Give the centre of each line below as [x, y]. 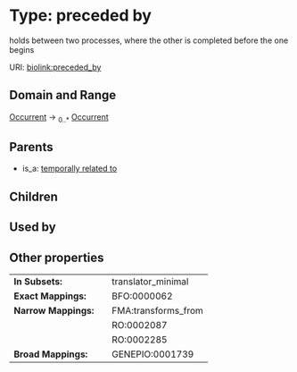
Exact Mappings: [50, 296]
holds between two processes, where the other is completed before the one [149, 40]
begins [22, 49]
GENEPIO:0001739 [153, 354]
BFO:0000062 [142, 296]
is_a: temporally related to [70, 169]
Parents [31, 147]
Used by [33, 228]
